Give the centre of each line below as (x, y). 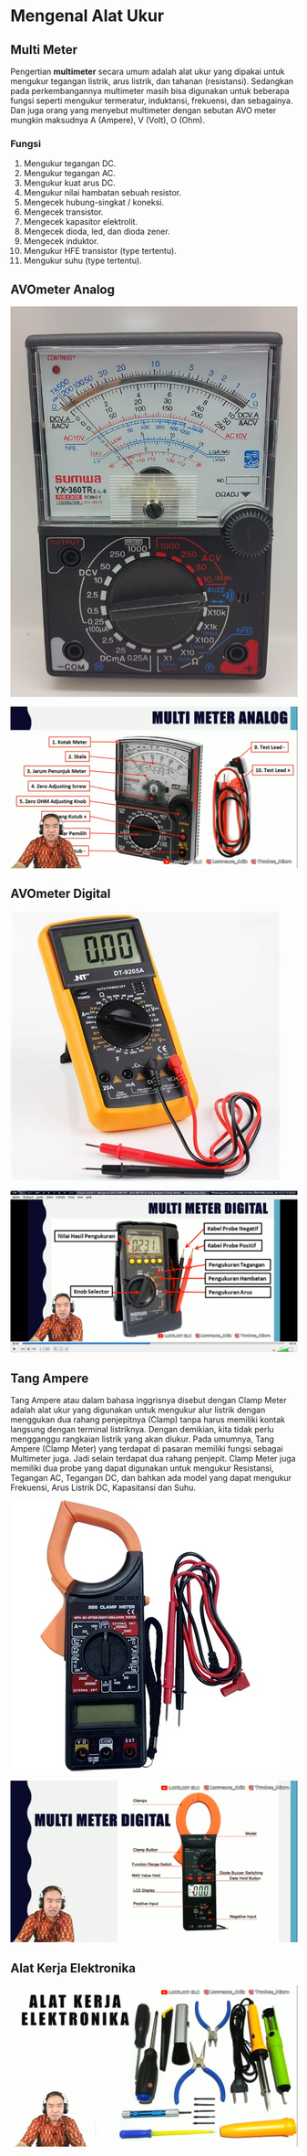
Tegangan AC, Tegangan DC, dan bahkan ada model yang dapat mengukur (151, 1478)
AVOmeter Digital (61, 894)
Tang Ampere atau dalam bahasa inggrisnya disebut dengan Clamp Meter (149, 1400)
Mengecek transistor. (63, 212)
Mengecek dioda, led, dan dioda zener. (97, 232)
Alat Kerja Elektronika (73, 1968)
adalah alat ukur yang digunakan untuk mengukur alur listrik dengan (138, 1410)
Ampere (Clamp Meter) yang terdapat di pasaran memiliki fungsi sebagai (147, 1449)
